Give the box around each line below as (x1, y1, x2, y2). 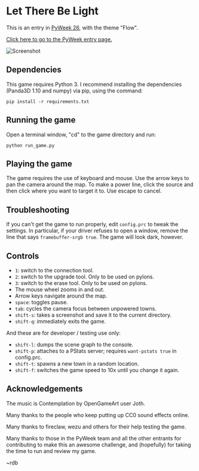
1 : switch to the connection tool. (14, 267, 94, 274)
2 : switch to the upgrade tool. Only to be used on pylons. (14, 273, 154, 280)
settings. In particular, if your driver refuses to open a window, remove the (6, 227, 188, 235)
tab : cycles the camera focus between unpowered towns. (14, 305, 157, 312)
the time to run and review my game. (6, 447, 97, 454)
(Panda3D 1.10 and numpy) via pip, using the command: (6, 87, 143, 94)
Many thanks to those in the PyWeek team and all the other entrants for (6, 434, 182, 442)
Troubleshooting (6, 205, 70, 215)
